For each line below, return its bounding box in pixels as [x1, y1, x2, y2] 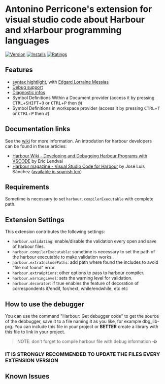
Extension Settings [5, 215, 65, 224]
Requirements [5, 183, 49, 191]
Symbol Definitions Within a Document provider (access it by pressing [12, 95, 155, 100]
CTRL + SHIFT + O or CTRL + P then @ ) [12, 100, 83, 106]
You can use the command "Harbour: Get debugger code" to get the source [5, 313, 159, 319]
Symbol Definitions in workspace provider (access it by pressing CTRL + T [12, 105, 161, 111]
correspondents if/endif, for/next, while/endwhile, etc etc [12, 286, 128, 291]
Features [5, 66, 33, 74]
